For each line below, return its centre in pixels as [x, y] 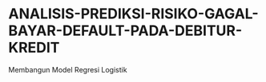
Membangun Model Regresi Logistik [68, 69]
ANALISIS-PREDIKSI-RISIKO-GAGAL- [133, 14]
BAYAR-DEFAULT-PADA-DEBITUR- [125, 31]
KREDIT [34, 48]
